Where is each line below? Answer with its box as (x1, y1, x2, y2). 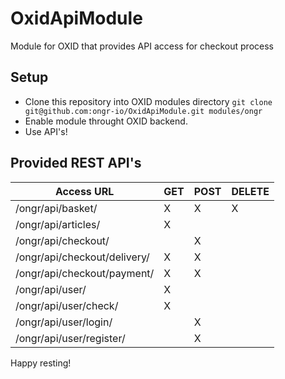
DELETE (231, 184, 270, 198)
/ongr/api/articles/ (15, 217, 101, 231)
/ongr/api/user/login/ (15, 315, 113, 329)
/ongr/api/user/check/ (15, 298, 119, 312)
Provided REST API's (10, 155, 142, 172)
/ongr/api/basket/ (15, 201, 98, 215)
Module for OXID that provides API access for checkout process (10, 40, 274, 52)
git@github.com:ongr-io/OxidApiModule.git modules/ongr (24, 106, 263, 116)
